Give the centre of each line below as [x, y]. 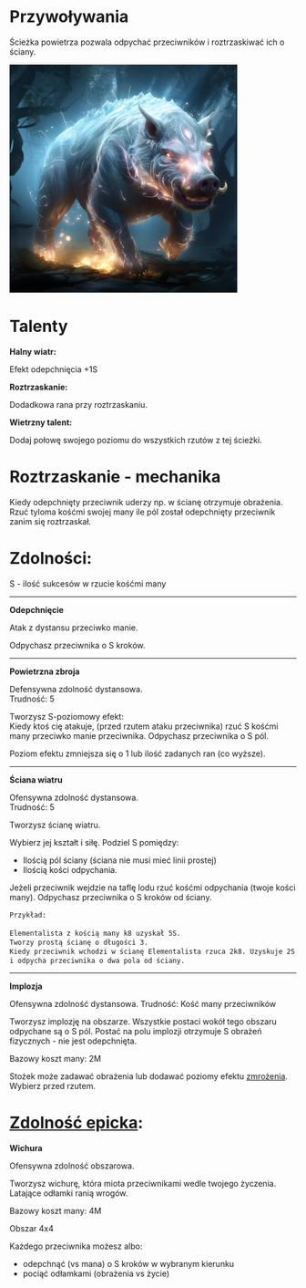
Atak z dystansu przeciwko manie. [74, 628]
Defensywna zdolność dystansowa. [76, 689]
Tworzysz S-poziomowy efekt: [67, 716]
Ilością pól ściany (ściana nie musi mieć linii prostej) [119, 860]
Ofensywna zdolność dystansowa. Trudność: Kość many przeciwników [143, 1003]
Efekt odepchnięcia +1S [54, 369]
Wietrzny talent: [41, 422]
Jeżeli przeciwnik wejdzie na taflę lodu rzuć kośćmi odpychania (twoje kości [153, 888]
